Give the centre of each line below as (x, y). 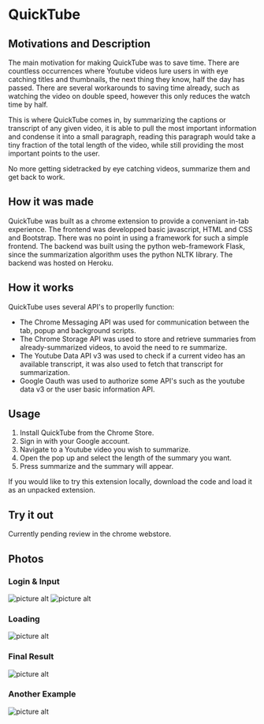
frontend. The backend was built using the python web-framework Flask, (127, 246)
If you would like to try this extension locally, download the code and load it (130, 482)
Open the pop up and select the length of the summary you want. (126, 458)
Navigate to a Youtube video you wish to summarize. (105, 450)
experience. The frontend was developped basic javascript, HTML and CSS (130, 229)
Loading (24, 619)
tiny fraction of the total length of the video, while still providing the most (126, 145)
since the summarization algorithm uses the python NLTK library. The (121, 254)
